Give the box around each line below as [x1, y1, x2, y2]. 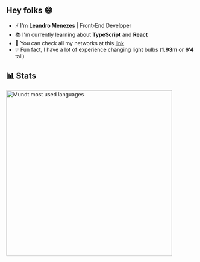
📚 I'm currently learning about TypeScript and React [14, 31, 148, 38]
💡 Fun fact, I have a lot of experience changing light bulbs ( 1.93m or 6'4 [14, 46, 194, 53]
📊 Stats [6, 71, 37, 81]
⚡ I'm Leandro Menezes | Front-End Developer [14, 22, 131, 29]
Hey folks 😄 [6, 5, 53, 16]
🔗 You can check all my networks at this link [14, 39, 125, 46]
